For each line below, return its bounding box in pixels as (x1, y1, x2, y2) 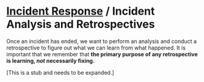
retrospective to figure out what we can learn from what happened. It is (6, 44, 186, 51)
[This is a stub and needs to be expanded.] (6, 69, 114, 76)
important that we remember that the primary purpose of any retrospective (6, 50, 199, 58)
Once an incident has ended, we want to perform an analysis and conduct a (6, 37, 197, 45)
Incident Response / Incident (6, 4, 155, 18)
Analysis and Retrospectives (6, 17, 155, 31)
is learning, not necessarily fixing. (6, 57, 95, 64)
